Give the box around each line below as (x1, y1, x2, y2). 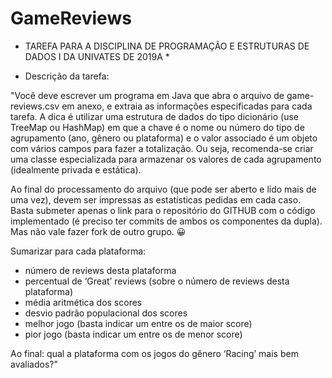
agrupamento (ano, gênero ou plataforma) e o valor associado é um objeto (10, 132, 318, 144)
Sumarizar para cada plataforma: (10, 245, 147, 257)
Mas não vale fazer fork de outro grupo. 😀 (10, 225, 187, 237)
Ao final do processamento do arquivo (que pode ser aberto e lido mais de (10, 183, 317, 195)
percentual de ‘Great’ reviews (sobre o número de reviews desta (24, 275, 290, 287)
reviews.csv (10, 100, 60, 112)
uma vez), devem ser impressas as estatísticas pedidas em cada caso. (10, 193, 302, 206)
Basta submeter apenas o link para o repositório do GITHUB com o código (10, 204, 316, 216)
